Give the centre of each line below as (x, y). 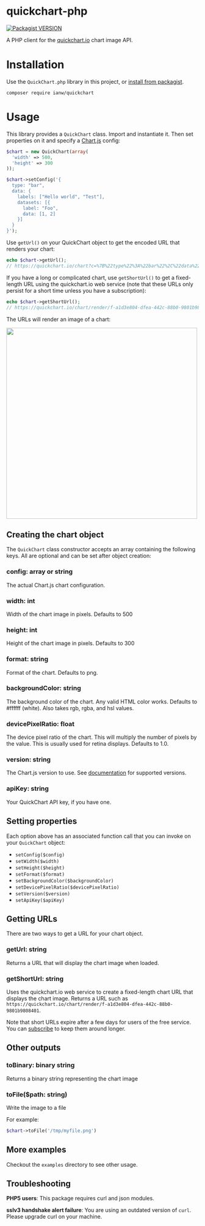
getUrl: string (27, 950)
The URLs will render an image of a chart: (59, 319)
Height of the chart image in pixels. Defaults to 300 (70, 644)
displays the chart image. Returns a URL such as (67, 998)
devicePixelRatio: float (41, 724)
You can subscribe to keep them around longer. (66, 1029)
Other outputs (34, 1048)
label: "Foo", (41, 208)
